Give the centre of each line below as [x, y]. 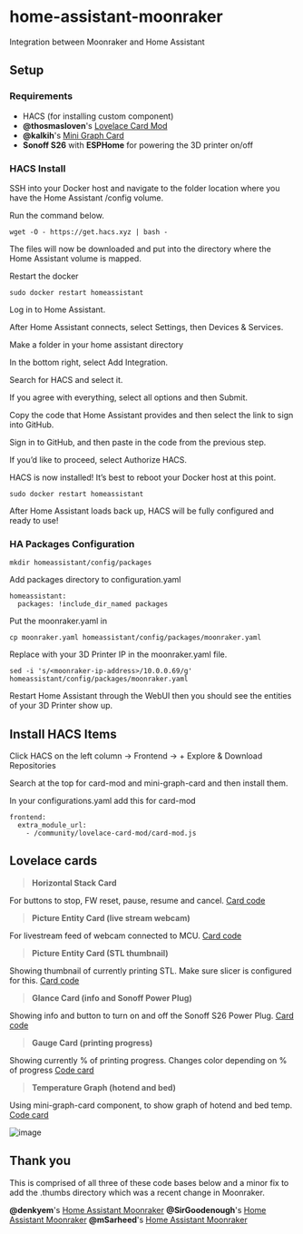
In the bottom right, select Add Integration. [89, 362]
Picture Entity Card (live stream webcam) [111, 917]
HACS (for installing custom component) [98, 116]
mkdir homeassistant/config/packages [81, 563]
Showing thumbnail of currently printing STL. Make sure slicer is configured [151, 970]
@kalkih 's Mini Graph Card [73, 135]
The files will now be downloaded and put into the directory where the [141, 249]
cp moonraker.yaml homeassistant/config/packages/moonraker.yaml [135, 638]
